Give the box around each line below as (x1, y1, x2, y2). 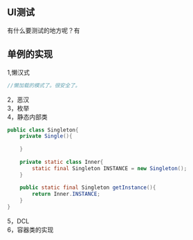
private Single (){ (19, 133, 73, 140)
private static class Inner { (19, 158, 104, 165)
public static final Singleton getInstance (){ (19, 184, 156, 192)
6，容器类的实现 (7, 225, 54, 234)
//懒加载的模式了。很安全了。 (7, 82, 81, 89)
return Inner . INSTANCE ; (32, 191, 100, 198)
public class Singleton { (7, 127, 79, 133)
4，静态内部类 (7, 113, 48, 121)
